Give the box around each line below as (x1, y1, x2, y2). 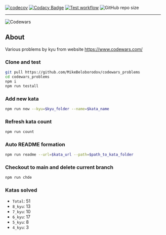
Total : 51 (12, 198, 31, 204)
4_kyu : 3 (12, 224, 29, 230)
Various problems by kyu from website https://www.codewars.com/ (5, 46, 143, 52)
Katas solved (5, 187, 38, 194)
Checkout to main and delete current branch (5, 164, 114, 171)
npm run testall (5, 83, 39, 88)
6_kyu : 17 (12, 214, 31, 220)
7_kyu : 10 (12, 208, 31, 214)
